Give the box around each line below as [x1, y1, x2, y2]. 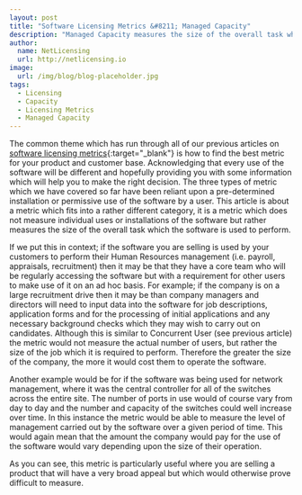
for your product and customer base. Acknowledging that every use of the [9, 157, 285, 168]
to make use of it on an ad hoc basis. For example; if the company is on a [9, 280, 280, 291]
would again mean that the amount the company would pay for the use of [9, 431, 281, 442]
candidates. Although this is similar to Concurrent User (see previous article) [9, 328, 293, 338]
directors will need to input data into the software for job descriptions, [9, 299, 268, 310]
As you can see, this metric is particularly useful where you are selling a [9, 458, 276, 469]
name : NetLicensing [17, 47, 91, 56]
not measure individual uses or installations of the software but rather [9, 215, 267, 226]
